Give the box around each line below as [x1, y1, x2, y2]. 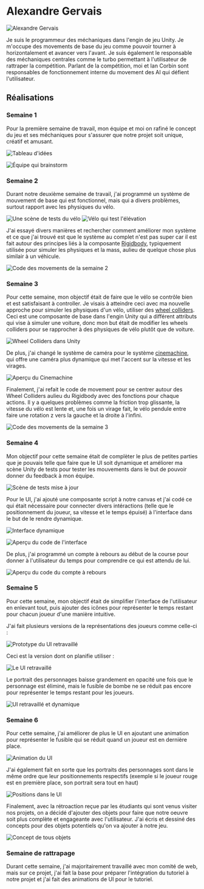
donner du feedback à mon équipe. [6, 472, 95, 479]
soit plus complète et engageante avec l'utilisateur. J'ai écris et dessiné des [6, 815, 195, 823]
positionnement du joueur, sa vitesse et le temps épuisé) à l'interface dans [6, 508, 192, 515]
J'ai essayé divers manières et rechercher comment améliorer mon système [6, 226, 196, 234]
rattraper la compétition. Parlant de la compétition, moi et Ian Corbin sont [6, 62, 189, 69]
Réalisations [6, 92, 54, 103]
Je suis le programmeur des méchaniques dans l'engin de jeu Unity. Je [6, 36, 184, 43]
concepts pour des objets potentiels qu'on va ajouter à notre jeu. [6, 822, 168, 829]
